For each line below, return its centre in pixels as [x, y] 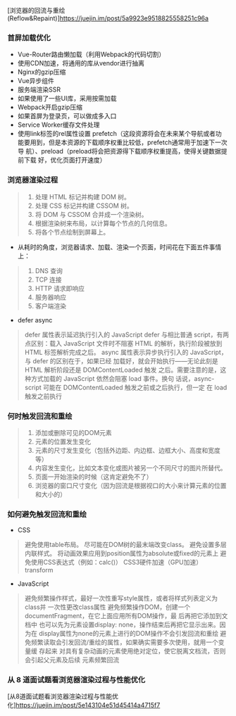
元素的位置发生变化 [63, 441]
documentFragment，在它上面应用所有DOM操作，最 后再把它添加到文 [126, 616]
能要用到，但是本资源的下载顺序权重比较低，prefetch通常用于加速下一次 [122, 142]
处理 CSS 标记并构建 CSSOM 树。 [84, 206]
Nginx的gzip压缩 [42, 72]
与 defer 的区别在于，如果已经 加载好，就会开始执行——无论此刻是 [121, 360]
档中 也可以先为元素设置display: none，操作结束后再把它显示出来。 [122, 624]
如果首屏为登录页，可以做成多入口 [67, 116]
